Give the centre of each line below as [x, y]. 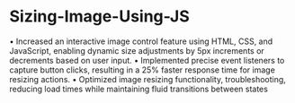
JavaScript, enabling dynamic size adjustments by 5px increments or [137, 50]
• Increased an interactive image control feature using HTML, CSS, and [141, 41]
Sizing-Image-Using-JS [100, 17]
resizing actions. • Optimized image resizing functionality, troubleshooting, [147, 79]
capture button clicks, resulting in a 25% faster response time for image [143, 70]
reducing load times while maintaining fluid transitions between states [139, 89]
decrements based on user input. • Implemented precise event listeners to [147, 60]
